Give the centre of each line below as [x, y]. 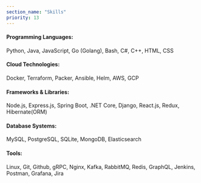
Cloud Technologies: [33, 64]
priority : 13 [23, 18]
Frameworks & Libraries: [38, 92]
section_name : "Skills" [36, 12]
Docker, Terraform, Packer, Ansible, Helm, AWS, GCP [73, 78]
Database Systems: [32, 126]
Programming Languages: [40, 37]
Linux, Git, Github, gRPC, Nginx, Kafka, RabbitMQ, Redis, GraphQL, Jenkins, [101, 167]
